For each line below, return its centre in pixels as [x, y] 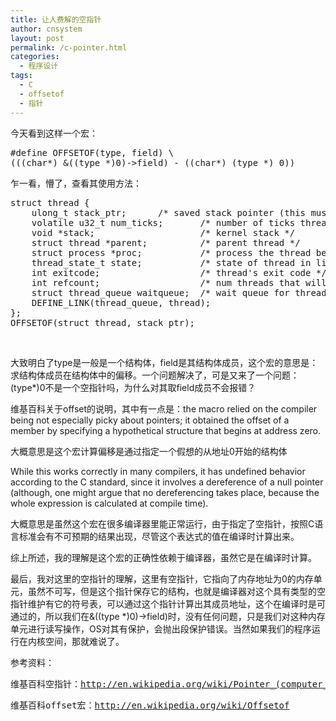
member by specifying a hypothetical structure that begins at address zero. [166, 430]
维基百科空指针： [45, 684]
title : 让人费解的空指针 [56, 19]
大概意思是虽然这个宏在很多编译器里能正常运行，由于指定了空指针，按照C [162, 523]
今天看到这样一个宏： [54, 133]
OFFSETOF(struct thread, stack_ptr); [103, 322]
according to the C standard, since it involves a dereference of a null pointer [167, 482]
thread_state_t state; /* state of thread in [171, 262]
